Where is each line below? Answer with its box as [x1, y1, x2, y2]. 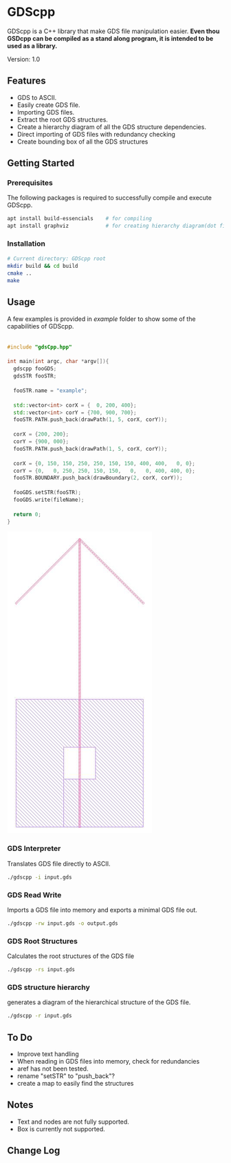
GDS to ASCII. [16, 93, 57, 101]
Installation [7, 239, 46, 248]
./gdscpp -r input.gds [7, 1013, 72, 1019]
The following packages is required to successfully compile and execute [7, 194, 212, 202]
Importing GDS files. [16, 108, 75, 116]
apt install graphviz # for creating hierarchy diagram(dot [7, 222, 217, 230]
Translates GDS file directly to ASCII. [7, 859, 111, 868]
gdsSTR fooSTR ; [13, 373, 57, 380]
